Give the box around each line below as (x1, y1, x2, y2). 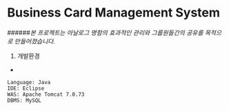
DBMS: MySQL (7, 97, 41, 104)
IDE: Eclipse (7, 85, 45, 92)
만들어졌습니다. (14, 37, 56, 46)
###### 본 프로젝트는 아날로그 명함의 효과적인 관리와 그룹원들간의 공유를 (7, 28, 203, 37)
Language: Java (7, 79, 51, 85)
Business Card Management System (7, 5, 221, 21)
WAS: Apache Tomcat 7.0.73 (7, 91, 85, 98)
